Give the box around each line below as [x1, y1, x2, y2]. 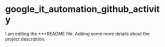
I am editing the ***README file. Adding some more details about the [5, 30, 150, 36]
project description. [5, 36, 46, 42]
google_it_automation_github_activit [5, 3, 160, 15]
